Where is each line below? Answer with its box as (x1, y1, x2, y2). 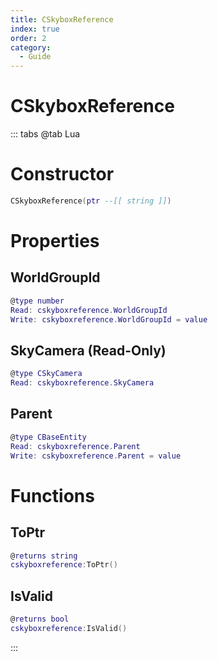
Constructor (10, 163, 115, 186)
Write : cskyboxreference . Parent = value (10, 451, 182, 461)
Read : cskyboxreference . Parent (10, 441, 141, 451)
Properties (10, 230, 100, 253)
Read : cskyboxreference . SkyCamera (10, 378, 155, 388)
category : (10, 42, 52, 53)
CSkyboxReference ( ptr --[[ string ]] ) (10, 196, 172, 206)
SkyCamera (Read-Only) (10, 342, 167, 359)
